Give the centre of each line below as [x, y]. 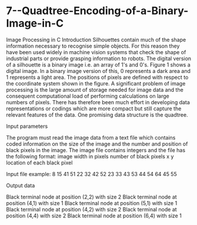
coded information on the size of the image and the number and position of [97, 144]
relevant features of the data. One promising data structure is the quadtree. [97, 115]
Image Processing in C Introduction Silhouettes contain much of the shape [96, 39]
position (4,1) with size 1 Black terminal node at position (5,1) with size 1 [92, 203]
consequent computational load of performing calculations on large [88, 96]
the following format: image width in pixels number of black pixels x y [90, 156]
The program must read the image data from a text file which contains [91, 137]
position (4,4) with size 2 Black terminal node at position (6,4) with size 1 [94, 216]
